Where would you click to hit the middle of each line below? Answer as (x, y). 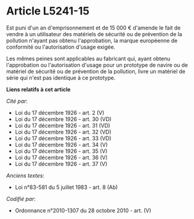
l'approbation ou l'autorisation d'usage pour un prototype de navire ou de (97, 65)
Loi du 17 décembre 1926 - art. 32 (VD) (63, 132)
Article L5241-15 (48, 11)
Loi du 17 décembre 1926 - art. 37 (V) (61, 164)
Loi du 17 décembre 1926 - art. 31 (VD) (62, 125)
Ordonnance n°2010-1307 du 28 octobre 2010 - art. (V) (83, 210)
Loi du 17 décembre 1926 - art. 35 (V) (61, 151)
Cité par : (17, 101)
